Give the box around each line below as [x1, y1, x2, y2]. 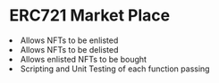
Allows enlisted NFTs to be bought [21, 54, 147, 64]
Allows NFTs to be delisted [21, 44, 119, 54]
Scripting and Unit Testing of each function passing [21, 63, 210, 74]
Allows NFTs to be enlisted [21, 35, 119, 46]
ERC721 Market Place [9, 5, 171, 26]
